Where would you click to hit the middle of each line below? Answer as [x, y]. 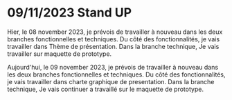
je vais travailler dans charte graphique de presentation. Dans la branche [111, 81]
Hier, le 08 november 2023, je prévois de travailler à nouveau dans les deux [115, 32]
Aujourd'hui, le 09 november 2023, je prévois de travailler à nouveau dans [113, 67]
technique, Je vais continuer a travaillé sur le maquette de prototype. [106, 89]
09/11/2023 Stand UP [70, 13]
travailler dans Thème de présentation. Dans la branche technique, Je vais [113, 46]
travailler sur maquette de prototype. [60, 54]
